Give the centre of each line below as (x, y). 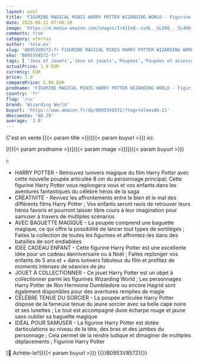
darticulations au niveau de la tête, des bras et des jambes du (89, 329)
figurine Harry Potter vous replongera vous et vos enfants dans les (95, 185)
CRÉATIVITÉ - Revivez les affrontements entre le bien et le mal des (95, 198)
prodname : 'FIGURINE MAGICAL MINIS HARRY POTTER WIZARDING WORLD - (91, 88)
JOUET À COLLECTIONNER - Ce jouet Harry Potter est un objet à (94, 273)
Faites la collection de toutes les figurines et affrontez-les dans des (96, 235)
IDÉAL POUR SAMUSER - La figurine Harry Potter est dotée (87, 323)
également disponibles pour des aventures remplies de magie (90, 291)
